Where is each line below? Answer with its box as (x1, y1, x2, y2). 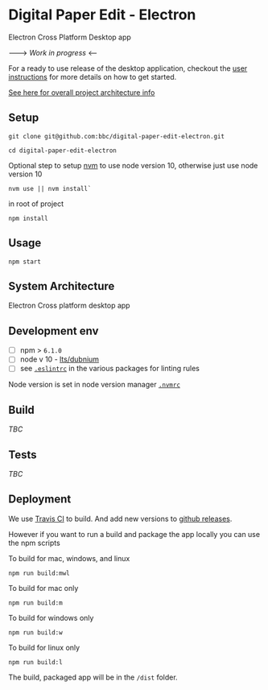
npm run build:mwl (8, 569, 70, 577)
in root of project (8, 199, 64, 209)
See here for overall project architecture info (8, 87, 155, 97)
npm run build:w (8, 628, 63, 637)
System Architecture (8, 279, 115, 293)
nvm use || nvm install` (8, 184, 92, 192)
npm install (8, 214, 48, 222)
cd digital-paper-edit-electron (8, 147, 117, 155)
